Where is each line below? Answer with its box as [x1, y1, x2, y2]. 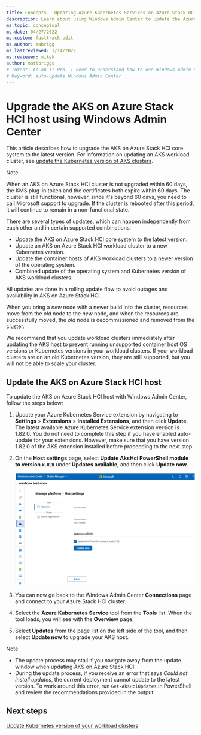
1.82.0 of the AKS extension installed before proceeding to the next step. [14, 443, 194, 450]
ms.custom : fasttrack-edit [6, 35, 74, 41]
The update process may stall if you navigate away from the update [14, 656, 181, 664]
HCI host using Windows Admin [6, 112, 167, 126]
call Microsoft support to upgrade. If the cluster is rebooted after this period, [6, 200, 194, 207]
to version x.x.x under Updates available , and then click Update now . [14, 461, 188, 468]
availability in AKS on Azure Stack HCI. [6, 292, 102, 299]
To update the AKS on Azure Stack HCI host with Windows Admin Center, [6, 393, 187, 400]
